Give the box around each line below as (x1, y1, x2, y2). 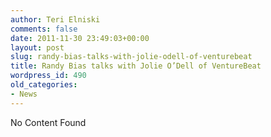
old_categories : (10, 80, 78, 90)
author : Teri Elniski (10, 14, 101, 25)
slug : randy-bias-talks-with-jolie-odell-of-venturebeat (10, 52, 253, 62)
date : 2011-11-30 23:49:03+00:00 (10, 33, 150, 43)
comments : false (10, 24, 78, 34)
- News (10, 89, 38, 99)
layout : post (10, 42, 65, 53)
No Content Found (10, 116, 87, 128)
